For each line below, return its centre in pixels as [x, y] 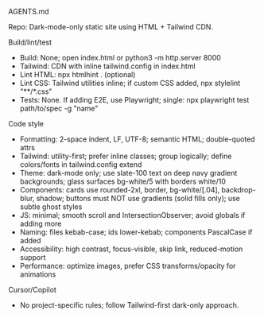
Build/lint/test [30, 42]
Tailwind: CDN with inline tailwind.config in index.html [108, 66]
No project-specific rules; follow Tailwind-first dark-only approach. [129, 305]
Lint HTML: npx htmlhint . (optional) [78, 74]
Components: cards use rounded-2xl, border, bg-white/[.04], [120, 190]
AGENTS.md [29, 12]
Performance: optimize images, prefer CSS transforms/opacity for [128, 266]
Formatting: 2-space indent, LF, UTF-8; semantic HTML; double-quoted [137, 139]
